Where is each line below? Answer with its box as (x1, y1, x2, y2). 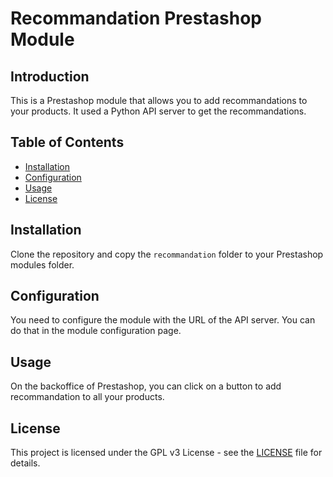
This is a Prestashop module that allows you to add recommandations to (10, 95, 308, 106)
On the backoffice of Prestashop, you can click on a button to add (10, 380, 282, 392)
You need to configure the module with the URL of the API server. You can (10, 314, 316, 326)
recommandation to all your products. (10, 391, 165, 403)
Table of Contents (10, 134, 125, 151)
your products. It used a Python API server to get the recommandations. (10, 105, 307, 117)
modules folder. (10, 258, 75, 271)
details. (10, 457, 41, 469)
